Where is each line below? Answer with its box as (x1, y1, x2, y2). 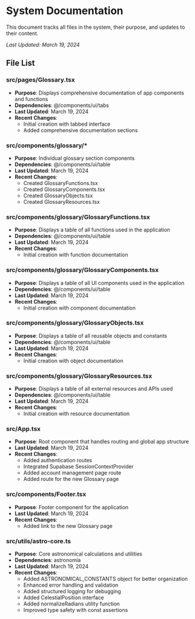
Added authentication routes (23, 457, 93, 464)
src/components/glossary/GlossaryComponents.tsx (6, 266, 159, 274)
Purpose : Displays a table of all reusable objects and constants (14, 332, 167, 339)
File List (6, 58, 35, 68)
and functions (14, 95, 49, 102)
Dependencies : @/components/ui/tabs (14, 102, 110, 109)
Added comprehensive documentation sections (23, 126, 138, 133)
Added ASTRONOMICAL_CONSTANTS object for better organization (23, 576, 189, 582)
